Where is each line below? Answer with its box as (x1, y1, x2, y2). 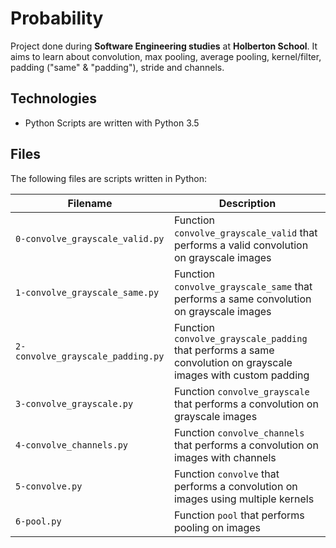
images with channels (173, 450, 277, 464)
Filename (67, 196, 113, 210)
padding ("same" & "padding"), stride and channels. (10, 61, 225, 73)
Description (218, 196, 277, 210)
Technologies (10, 90, 98, 107)
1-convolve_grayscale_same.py (15, 287, 160, 298)
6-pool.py (15, 515, 62, 527)
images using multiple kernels (173, 492, 315, 506)
